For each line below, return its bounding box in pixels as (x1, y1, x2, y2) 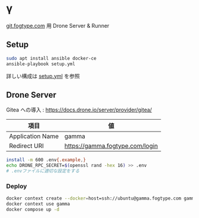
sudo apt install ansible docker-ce (6, 55, 97, 61)
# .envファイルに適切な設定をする (6, 168, 80, 174)
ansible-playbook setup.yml (6, 61, 76, 67)
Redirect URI (9, 142, 44, 150)
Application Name (9, 132, 59, 140)
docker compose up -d (6, 206, 60, 212)
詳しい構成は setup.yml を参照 (6, 72, 80, 79)
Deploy (6, 182, 27, 190)
